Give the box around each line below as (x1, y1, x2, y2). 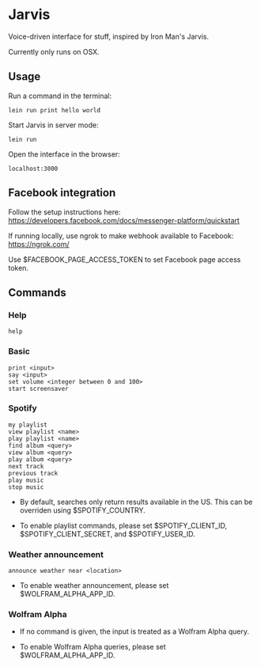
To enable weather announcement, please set (19, 581, 169, 590)
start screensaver (8, 385, 69, 392)
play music (8, 476, 44, 484)
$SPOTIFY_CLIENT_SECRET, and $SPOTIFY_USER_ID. (19, 529, 195, 539)
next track (8, 462, 44, 470)
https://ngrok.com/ (8, 239, 70, 248)
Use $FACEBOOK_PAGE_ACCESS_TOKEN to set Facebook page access (8, 255, 241, 264)
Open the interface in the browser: (8, 149, 120, 159)
